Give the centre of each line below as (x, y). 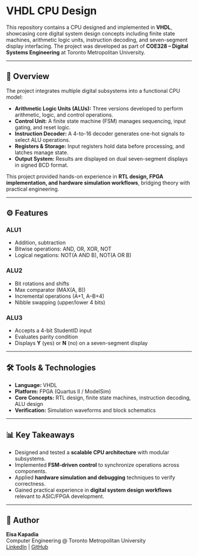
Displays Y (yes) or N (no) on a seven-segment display (81, 343)
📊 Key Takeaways (40, 435)
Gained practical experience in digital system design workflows (93, 490)
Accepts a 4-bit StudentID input (53, 331)
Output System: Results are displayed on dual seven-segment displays (101, 158)
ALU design (29, 404)
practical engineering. (33, 189)
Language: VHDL (36, 385)
